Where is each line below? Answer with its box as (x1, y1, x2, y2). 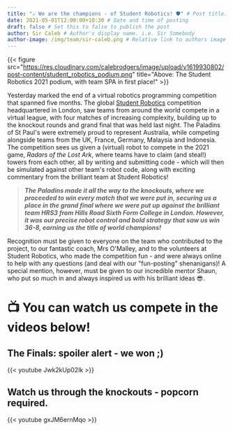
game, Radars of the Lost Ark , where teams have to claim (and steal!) (7, 151, 207, 159)
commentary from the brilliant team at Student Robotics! (7, 173, 169, 182)
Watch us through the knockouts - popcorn (7, 386, 199, 398)
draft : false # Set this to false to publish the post (7, 23, 170, 30)
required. (7, 397, 49, 409)
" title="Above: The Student (132, 71, 211, 79)
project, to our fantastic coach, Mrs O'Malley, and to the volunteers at (7, 244, 207, 253)
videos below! (7, 319, 91, 335)
